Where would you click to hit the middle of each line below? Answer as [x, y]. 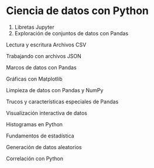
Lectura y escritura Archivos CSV [46, 45]
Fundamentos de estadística [40, 136]
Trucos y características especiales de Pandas [62, 102]
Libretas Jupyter [34, 27]
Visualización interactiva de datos [47, 113]
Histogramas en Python [35, 124]
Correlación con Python [35, 158]
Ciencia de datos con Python [78, 11]
